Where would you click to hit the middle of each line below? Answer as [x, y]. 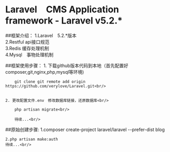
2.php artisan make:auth [32, 139]
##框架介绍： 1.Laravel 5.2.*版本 [41, 35]
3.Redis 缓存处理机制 [27, 48]
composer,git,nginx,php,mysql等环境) [45, 72]
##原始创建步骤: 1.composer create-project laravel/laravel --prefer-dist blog [85, 129]
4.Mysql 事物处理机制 [29, 55]
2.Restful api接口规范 [27, 42]
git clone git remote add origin [50, 81]
